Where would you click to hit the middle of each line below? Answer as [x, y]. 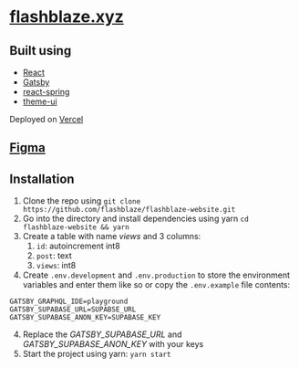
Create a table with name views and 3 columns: [112, 237]
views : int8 [56, 266]
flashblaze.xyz [67, 17]
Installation [42, 179]
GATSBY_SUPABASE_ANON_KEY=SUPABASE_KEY [85, 318]
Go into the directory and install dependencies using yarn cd [135, 219]
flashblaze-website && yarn [76, 227]
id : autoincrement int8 [78, 246]
